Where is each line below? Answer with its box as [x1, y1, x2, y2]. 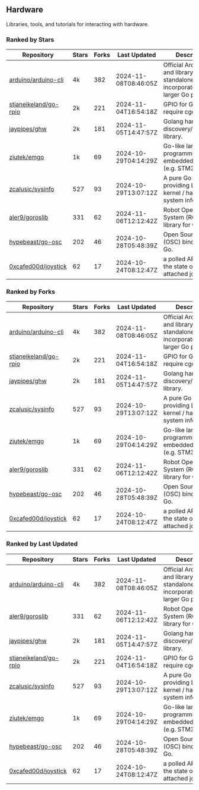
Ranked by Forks [6, 288, 55, 296]
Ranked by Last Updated [6, 540, 78, 548]
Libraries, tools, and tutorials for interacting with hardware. [6, 20, 149, 27]
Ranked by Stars [6, 35, 54, 43]
